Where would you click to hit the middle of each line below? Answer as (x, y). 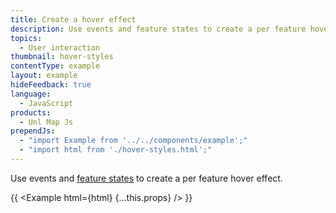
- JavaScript (46, 103)
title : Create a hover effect (73, 19)
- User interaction (60, 47)
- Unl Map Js (46, 122)
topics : (26, 38)
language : (31, 94)
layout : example (44, 76)
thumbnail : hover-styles (62, 57)
